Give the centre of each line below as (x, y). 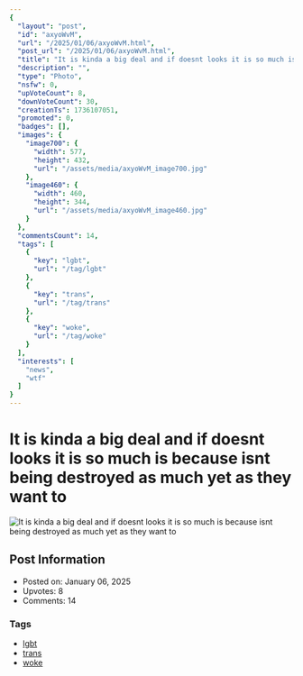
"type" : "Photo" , (50, 77)
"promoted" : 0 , (46, 118)
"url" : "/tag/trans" (72, 303)
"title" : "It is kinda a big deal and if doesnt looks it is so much (151, 59)
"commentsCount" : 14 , (58, 235)
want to (38, 497)
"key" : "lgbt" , (62, 261)
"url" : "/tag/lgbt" (69, 269)
